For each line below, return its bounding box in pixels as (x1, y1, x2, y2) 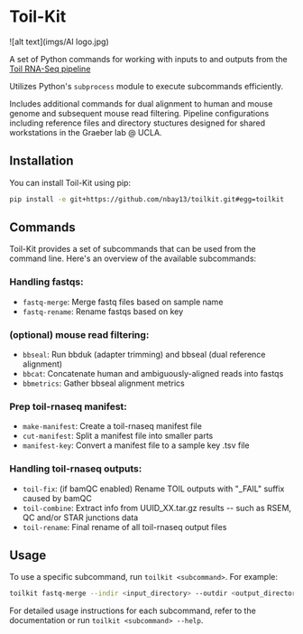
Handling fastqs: (9, 275, 84, 288)
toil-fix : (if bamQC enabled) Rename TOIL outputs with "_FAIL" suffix (22, 483, 285, 494)
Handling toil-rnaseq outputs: (9, 462, 142, 475)
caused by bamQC (22, 492, 93, 503)
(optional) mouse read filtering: (9, 328, 150, 340)
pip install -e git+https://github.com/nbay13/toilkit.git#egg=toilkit (9, 194, 284, 204)
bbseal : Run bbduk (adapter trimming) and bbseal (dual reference (22, 350, 266, 360)
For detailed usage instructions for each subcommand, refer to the (9, 605, 257, 616)
